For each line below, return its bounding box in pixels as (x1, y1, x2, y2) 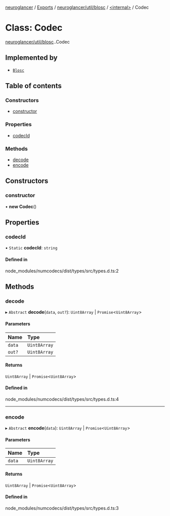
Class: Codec (5, 22, 63, 33)
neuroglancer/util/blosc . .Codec (5, 39, 70, 45)
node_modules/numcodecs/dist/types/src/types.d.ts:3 (5, 505, 119, 511)
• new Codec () (5, 203, 37, 209)
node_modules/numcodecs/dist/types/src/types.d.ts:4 (5, 396, 119, 402)
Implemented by (5, 53, 58, 62)
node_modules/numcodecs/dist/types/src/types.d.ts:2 (5, 268, 119, 274)
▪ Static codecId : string (5, 245, 58, 251)
